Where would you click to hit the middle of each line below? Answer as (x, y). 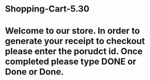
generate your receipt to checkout (75, 41)
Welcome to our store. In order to (73, 31)
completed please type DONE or (71, 62)
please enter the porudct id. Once (74, 51)
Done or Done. (35, 72)
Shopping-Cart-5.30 (47, 9)
